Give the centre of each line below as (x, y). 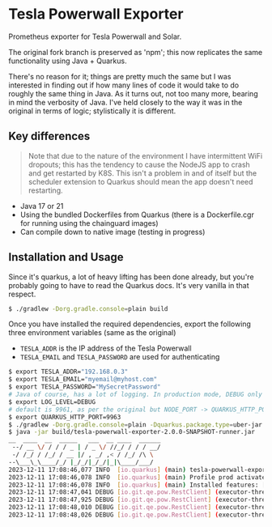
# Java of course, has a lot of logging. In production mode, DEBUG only (136, 395)
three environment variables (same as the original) (92, 333)
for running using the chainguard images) (89, 223)
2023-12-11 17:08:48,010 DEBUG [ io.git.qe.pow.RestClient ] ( (114, 508)
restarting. (45, 190)
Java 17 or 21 (42, 206)
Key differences (49, 136)
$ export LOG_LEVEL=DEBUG (52, 402)
